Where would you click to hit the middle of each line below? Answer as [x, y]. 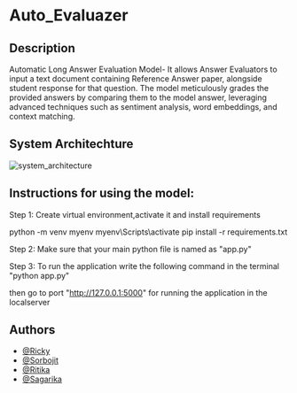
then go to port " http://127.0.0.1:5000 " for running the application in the [138, 292]
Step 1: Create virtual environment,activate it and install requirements [135, 214]
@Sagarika [42, 379]
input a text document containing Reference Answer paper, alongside [136, 79]
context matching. [42, 116]
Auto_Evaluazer [69, 15]
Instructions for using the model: [102, 193]
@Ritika [36, 370]
